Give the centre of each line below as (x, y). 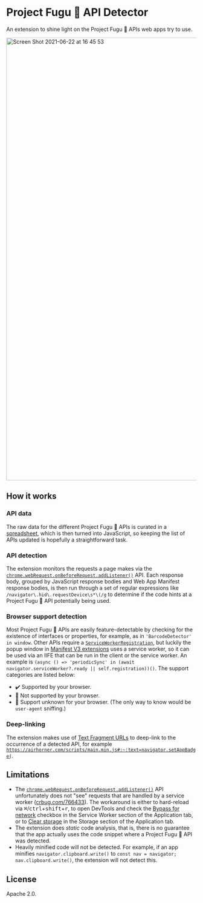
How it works (31, 496)
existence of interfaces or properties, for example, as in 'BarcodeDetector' (99, 636)
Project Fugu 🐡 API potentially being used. (59, 600)
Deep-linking (26, 724)
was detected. (33, 841)
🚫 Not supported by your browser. (57, 696)
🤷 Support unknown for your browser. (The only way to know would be (103, 702)
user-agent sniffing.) (40, 708)
